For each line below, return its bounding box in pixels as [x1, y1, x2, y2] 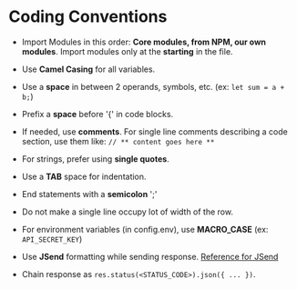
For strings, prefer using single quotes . [21, 153, 169, 164]
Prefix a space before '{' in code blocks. [21, 108, 174, 119]
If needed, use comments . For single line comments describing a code [21, 125, 288, 137]
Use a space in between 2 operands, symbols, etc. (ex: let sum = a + [21, 81, 285, 92]
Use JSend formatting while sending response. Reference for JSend [21, 251, 279, 262]
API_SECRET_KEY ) [21, 234, 83, 244]
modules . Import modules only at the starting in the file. [21, 45, 233, 56]
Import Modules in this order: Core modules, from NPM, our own [21, 36, 266, 47]
